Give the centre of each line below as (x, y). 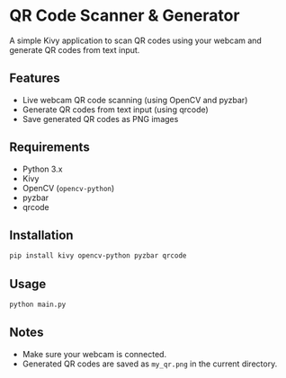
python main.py (38, 305)
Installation (41, 235)
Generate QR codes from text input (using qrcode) (115, 110)
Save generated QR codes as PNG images (100, 119)
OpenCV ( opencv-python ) (68, 188)
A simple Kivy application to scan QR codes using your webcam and (136, 40)
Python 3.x (42, 169)
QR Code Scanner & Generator (125, 16)
